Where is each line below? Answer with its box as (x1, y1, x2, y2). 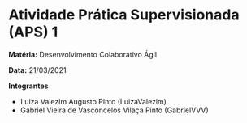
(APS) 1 (8, 23, 58, 41)
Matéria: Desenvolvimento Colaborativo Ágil (8, 49, 157, 59)
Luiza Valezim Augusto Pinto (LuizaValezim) (19, 96, 167, 106)
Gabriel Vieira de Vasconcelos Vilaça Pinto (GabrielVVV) (19, 105, 209, 115)
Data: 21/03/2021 (8, 65, 67, 74)
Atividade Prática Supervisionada (8, 6, 240, 24)
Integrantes (8, 81, 49, 91)
